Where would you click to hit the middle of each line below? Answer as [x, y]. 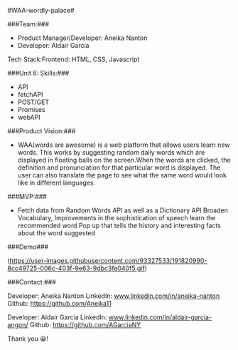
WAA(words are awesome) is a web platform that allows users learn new [124, 145]
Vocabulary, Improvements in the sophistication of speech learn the [117, 218]
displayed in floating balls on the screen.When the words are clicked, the [124, 160]
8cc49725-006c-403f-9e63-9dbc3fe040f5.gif [76, 268]
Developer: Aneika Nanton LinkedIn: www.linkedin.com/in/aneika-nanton [114, 296]
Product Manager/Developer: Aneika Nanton [82, 38]
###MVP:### [27, 196]
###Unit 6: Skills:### [38, 73]
